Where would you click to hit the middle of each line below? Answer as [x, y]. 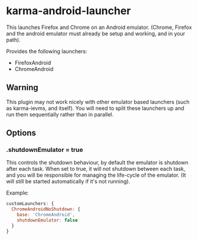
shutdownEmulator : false [47, 220]
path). [13, 40]
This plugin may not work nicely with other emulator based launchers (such [98, 102]
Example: [17, 193]
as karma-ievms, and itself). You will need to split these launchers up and [95, 108]
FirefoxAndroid [33, 63]
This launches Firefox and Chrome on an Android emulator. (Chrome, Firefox [99, 27]
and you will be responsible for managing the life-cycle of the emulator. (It [96, 175]
